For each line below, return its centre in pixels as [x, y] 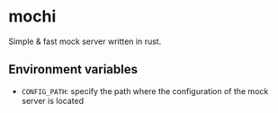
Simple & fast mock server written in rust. [85, 41]
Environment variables [73, 70]
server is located [53, 100]
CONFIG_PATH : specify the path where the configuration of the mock [145, 91]
